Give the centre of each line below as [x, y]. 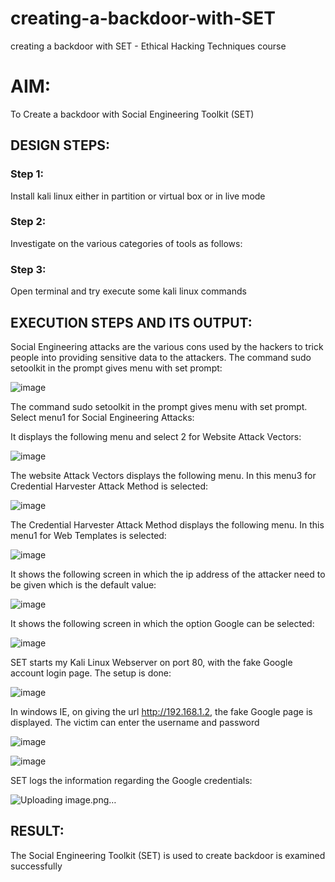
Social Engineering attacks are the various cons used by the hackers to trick [167, 346]
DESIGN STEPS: [60, 145]
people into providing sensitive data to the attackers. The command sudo [161, 357]
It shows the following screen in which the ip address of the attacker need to [168, 574]
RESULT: [37, 831]
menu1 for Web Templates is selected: [88, 535]
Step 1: [27, 174]
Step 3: [28, 269]
